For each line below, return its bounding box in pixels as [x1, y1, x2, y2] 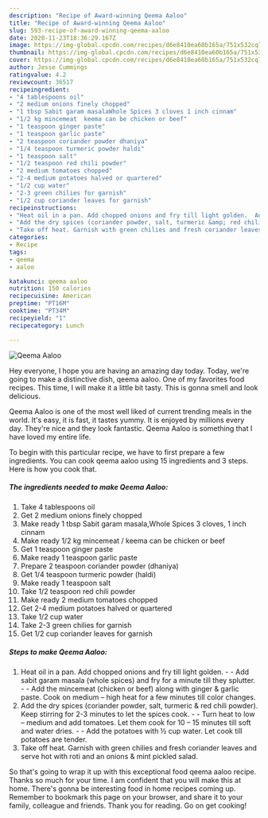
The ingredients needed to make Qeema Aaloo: [9, 483, 169, 492]
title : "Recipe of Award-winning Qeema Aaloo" [9, 19, 166, 27]
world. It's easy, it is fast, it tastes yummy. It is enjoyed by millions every [9, 415, 245, 425]
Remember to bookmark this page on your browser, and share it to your [9, 793, 243, 802]
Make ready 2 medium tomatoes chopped [20, 595, 158, 605]
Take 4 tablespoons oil [20, 502, 95, 512]
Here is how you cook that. [9, 464, 98, 474]
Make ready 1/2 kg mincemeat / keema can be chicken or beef [20, 536, 226, 545]
